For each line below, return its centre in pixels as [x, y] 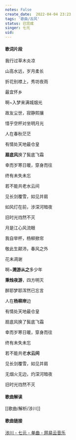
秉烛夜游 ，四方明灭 [25, 280]
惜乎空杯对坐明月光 [25, 123]
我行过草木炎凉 [20, 61]
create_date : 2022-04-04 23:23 [38, 14]
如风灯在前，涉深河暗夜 [29, 207]
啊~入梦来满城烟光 [24, 103]
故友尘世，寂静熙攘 [25, 113]
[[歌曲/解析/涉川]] [23, 409]
